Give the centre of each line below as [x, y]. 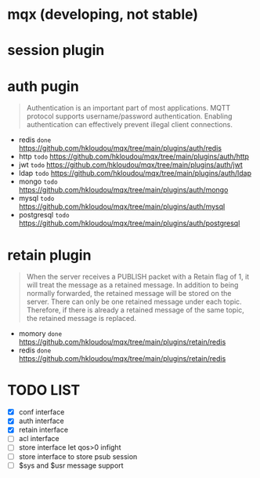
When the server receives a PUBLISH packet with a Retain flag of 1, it [138, 277]
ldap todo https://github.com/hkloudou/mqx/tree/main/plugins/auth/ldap [135, 173]
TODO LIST [44, 390]
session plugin [56, 51]
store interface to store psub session [78, 456]
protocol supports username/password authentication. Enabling [129, 116]
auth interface [41, 421]
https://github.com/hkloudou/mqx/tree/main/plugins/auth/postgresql [129, 223]
